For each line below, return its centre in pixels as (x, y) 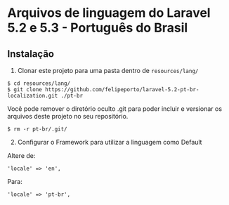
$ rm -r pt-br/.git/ (38, 129)
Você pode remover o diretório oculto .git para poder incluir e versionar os (115, 109)
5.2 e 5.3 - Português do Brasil (98, 28)
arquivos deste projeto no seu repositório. (68, 116)
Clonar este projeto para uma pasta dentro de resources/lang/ (108, 71)
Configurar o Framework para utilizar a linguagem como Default (110, 142)
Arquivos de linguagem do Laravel (109, 13)
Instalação (31, 54)
